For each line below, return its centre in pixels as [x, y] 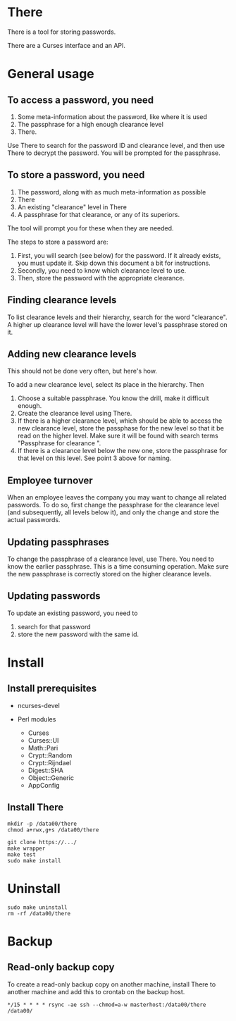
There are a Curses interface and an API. [66, 45]
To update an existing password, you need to [73, 613]
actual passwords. [34, 520]
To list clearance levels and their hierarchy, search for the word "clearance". [117, 317]
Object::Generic [51, 778]
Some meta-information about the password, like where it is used [112, 116]
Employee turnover [50, 480]
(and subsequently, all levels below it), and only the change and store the [113, 512]
